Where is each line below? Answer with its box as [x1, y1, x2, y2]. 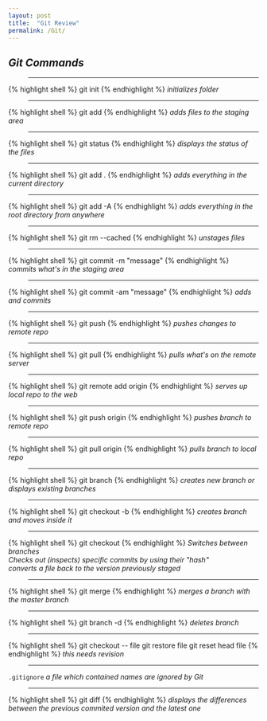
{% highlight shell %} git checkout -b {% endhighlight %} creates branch [8, 507, 248, 516]
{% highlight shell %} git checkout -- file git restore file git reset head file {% [8, 641, 258, 650]
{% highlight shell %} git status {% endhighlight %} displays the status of [8, 139, 249, 148]
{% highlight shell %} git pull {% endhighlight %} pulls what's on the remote [8, 350, 257, 359]
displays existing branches [8, 484, 97, 494]
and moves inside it [8, 515, 72, 525]
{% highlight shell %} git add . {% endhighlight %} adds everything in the [8, 170, 248, 180]
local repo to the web [8, 390, 78, 399]
